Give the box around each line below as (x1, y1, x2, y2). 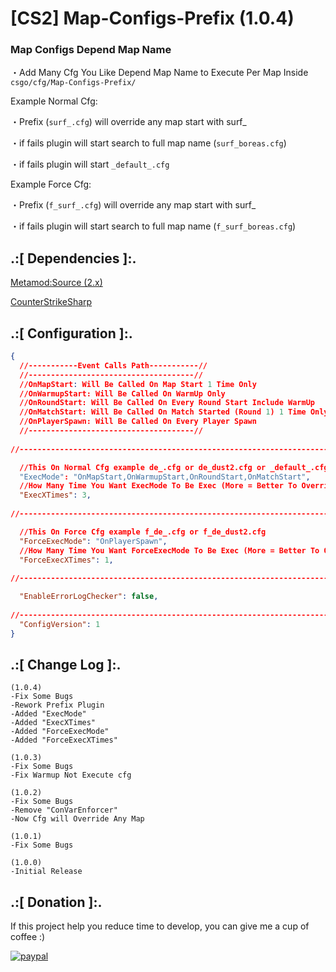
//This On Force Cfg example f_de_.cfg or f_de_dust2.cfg (19, 527, 267, 537)
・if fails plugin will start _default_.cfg (10, 158, 170, 171)
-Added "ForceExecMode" (10, 727, 110, 737)
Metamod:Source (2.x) (10, 277, 103, 289)
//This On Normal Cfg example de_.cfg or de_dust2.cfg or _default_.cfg (19, 462, 329, 472)
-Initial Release (10, 867, 83, 877)
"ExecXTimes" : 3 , (19, 490, 92, 501)
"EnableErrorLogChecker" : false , (19, 592, 159, 602)
